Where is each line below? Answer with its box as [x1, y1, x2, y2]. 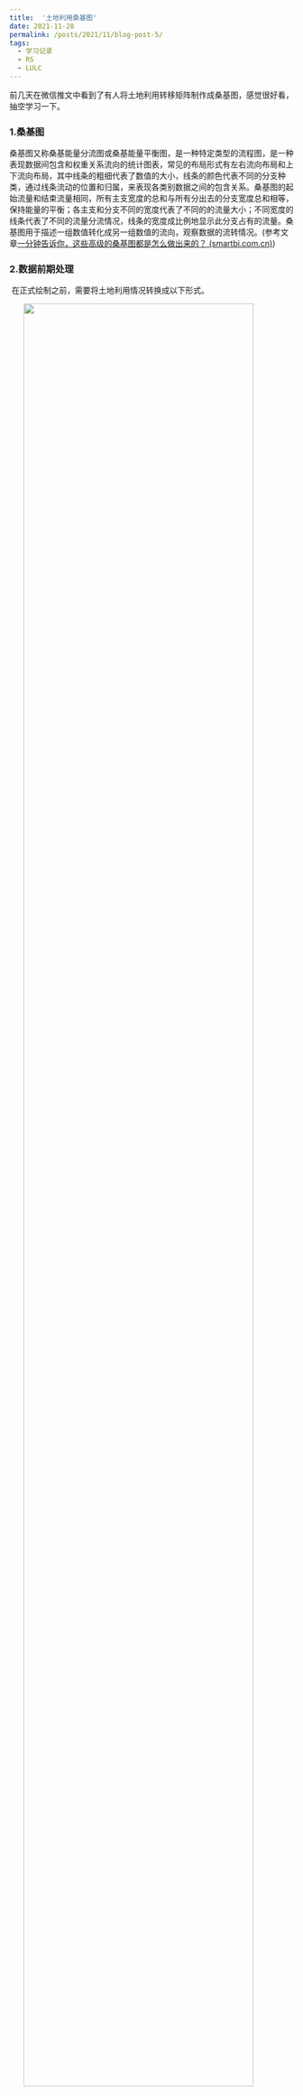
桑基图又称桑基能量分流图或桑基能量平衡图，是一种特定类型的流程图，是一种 [9, 148, 294, 159]
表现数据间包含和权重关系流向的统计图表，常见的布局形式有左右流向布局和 [9, 159, 286, 170]
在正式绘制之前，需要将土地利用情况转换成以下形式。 [11, 285, 209, 296]
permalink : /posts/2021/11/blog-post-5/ [9, 30, 164, 39]
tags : [9, 38, 30, 48]
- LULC [17, 64, 42, 73]
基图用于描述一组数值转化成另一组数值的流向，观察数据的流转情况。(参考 [9, 227, 281, 238]
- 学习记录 [17, 47, 53, 56]
